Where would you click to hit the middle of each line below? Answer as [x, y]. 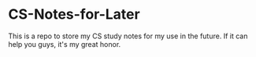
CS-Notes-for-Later [74, 14]
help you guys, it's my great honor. [65, 44]
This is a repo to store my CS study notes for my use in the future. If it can [128, 36]
